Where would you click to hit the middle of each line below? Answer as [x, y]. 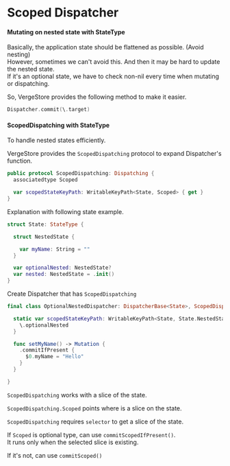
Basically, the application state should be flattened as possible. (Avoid [105, 47]
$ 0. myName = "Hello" [54, 357]
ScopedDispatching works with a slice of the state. [77, 395]
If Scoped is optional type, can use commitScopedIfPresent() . [91, 434]
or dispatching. [28, 84]
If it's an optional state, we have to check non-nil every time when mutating [113, 76]
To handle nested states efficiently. [56, 140]
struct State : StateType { [46, 224]
